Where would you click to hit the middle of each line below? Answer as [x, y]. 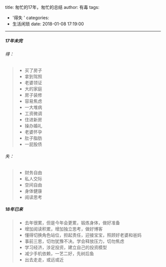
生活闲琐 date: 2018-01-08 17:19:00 [48, 24]
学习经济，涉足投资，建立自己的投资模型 [66, 247]
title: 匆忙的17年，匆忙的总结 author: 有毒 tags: [52, 7]
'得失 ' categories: [31, 18]
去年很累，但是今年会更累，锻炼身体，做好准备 [72, 223]
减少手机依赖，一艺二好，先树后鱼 [59, 253]
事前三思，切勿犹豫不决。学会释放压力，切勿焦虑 [74, 241]
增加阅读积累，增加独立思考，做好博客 [63, 229]
